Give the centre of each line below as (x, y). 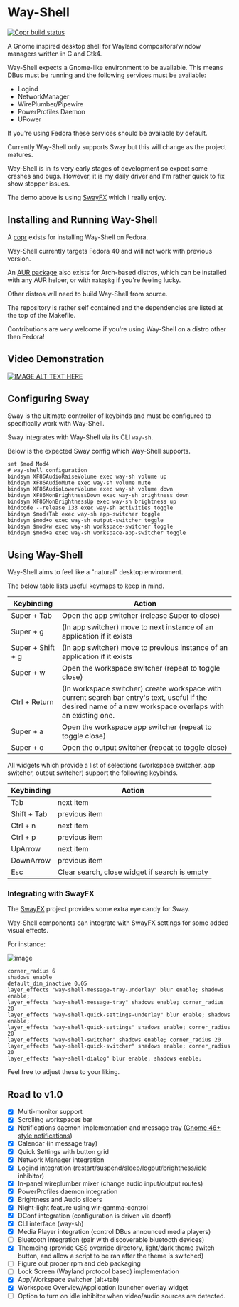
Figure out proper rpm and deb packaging (79, 1263)
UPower (29, 119)
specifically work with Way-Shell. (56, 424)
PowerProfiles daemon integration (68, 1191)
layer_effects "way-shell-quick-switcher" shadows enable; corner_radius (119, 1046)
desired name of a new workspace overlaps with (143, 706)
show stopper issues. (38, 184)
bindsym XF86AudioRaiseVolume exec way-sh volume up (87, 477)
